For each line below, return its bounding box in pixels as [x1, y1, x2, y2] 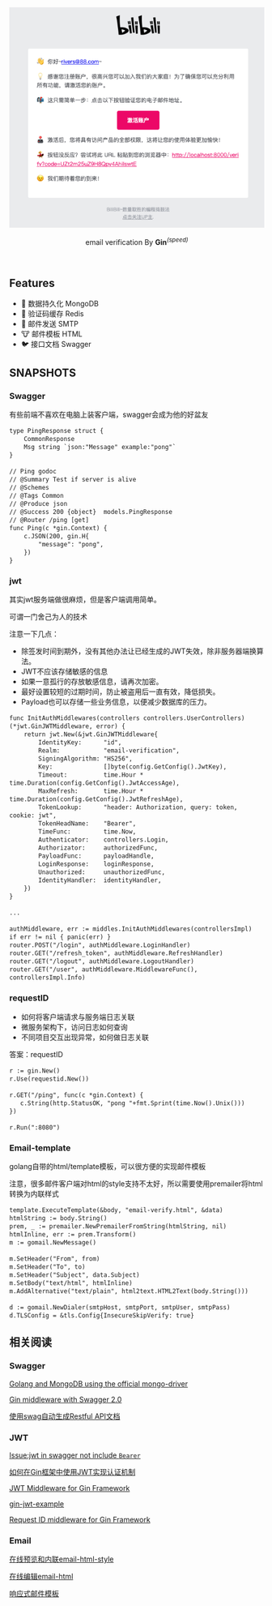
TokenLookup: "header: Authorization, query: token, [38, 803, 238, 812]
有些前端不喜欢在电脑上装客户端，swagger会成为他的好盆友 [9, 409, 209, 420]
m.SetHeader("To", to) [9, 1262, 86, 1271]
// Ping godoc [9, 468, 57, 476]
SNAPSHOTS [9, 366, 76, 379]
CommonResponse [23, 435, 75, 443]
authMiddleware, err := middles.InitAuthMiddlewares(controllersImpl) [9, 925, 253, 933]
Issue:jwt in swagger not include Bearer [9, 1450, 141, 1460]
